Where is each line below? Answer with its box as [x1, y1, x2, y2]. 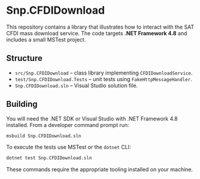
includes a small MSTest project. [6, 36, 87, 43]
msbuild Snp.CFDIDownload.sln [6, 132, 82, 139]
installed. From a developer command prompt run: [6, 121, 130, 128]
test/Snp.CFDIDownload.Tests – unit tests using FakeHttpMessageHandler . [14, 75, 192, 82]
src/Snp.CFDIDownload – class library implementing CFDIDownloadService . [14, 69, 193, 76]
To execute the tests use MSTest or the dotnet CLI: [6, 144, 131, 151]
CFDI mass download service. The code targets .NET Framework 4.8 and [6, 29, 187, 36]
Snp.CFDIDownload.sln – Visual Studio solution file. [14, 82, 139, 89]
